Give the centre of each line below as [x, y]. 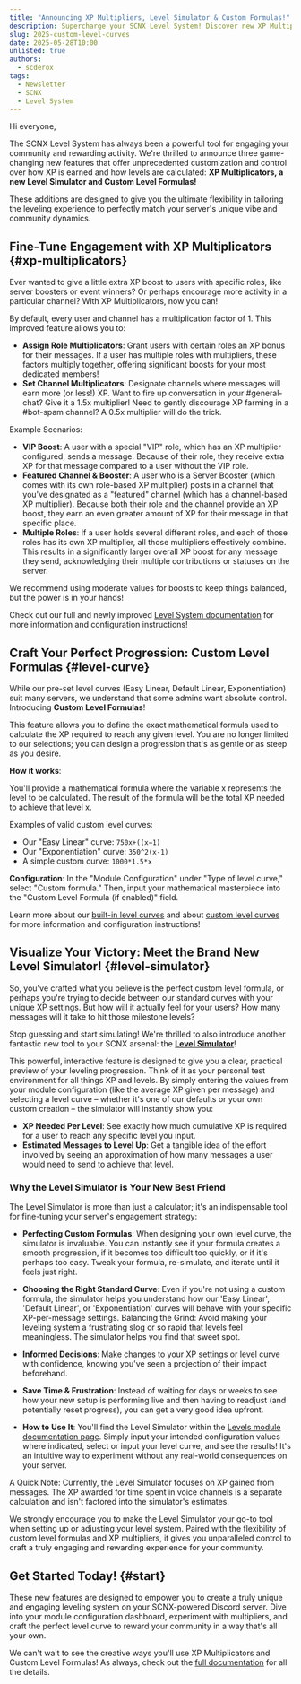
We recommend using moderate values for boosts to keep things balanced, [148, 588]
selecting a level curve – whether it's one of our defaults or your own [136, 1098]
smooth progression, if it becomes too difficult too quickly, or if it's [145, 1253]
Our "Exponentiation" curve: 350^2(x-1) [95, 851]
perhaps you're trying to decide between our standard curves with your [141, 997]
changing [27, 163]
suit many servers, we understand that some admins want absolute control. [148, 698]
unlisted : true [38, 51]
